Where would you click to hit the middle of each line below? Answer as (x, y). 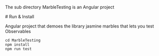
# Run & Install (20, 16)
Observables (18, 31)
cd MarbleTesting (23, 40)
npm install (17, 45)
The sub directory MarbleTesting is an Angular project (60, 7)
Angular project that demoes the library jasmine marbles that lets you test (79, 26)
